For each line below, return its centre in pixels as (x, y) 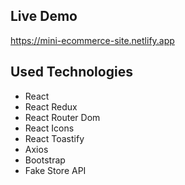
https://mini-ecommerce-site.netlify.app (92, 40)
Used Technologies (71, 72)
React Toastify (54, 138)
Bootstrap (45, 160)
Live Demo (44, 16)
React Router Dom (62, 117)
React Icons (49, 128)
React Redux (51, 106)
